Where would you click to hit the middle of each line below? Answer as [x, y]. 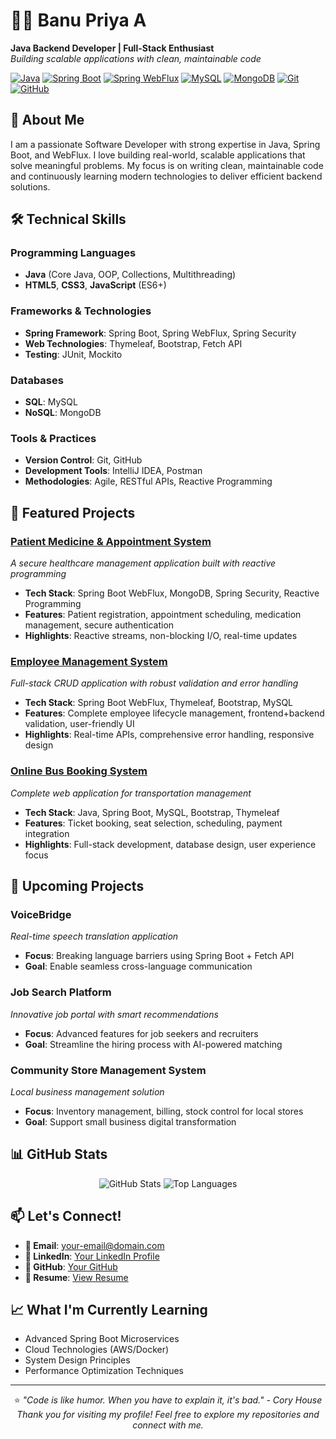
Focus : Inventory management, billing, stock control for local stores [164, 1111]
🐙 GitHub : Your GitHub [71, 1266]
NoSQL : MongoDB [63, 413]
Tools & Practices [53, 438]
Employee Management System [89, 661]
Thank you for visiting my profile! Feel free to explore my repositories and [168, 1415]
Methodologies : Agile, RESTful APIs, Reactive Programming [148, 481]
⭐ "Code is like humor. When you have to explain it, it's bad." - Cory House [168, 1400]
